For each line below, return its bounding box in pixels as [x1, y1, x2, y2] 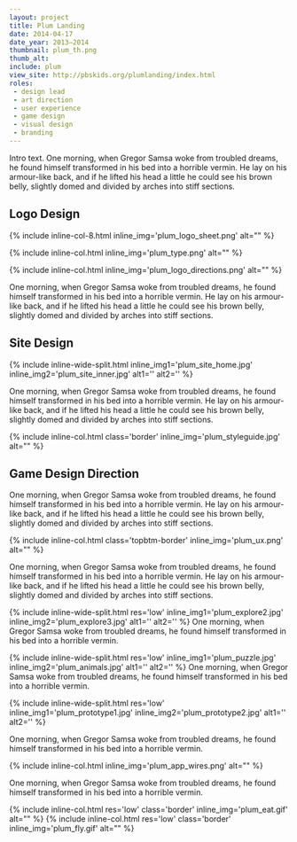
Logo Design [9, 207, 81, 222]
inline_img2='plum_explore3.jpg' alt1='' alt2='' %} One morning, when [9, 617, 264, 628]
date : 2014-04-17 [9, 29, 74, 38]
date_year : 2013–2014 [9, 37, 90, 47]
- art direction [12, 95, 74, 105]
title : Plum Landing [9, 21, 86, 30]
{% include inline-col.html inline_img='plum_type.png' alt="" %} [9, 247, 243, 258]
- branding [12, 129, 53, 137]
